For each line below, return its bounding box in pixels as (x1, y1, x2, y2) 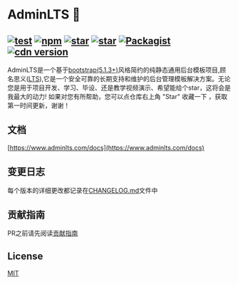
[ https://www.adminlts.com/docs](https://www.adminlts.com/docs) (7, 143, 205, 152)
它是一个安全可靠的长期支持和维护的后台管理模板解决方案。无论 (43, 75, 231, 83)
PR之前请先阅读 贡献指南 (7, 229, 78, 238)
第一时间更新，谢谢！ (7, 101, 70, 110)
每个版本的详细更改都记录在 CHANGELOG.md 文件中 (7, 186, 158, 194)
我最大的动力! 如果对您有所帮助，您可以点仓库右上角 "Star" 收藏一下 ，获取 (7, 93, 228, 100)
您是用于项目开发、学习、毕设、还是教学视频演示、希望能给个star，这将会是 (7, 83, 232, 92)
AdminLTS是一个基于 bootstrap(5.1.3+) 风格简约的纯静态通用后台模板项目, (7, 65, 220, 74)
